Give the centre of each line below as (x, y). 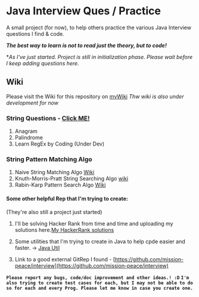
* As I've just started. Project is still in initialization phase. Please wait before (99, 57)
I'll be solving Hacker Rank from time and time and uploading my (94, 223)
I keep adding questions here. (43, 63)
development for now (32, 103)
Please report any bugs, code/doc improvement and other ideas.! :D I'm (98, 278)
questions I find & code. (35, 33)
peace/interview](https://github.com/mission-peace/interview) (91, 265)
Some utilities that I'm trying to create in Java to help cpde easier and (100, 241)
